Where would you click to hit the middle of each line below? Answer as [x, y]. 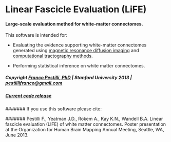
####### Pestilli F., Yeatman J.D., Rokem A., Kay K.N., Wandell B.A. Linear [84, 119]
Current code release [28, 96]
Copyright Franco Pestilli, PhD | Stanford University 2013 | [69, 77]
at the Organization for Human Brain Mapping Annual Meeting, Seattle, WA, [85, 129]
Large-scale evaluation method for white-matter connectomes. [74, 23]
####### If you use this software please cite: [53, 109]
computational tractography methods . [53, 56]
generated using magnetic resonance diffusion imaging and [76, 51]
